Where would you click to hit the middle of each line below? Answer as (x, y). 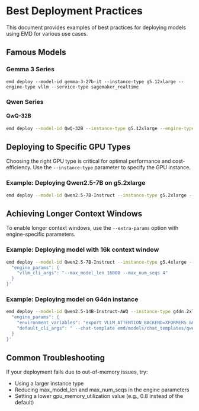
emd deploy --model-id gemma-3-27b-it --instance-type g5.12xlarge (91, 81)
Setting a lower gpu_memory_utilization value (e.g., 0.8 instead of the (99, 396)
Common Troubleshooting (56, 358)
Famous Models (36, 53)
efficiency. (19, 167)
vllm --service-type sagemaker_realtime (88, 87)
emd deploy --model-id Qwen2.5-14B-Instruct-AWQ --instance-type (88, 312)
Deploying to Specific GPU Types (68, 147)
